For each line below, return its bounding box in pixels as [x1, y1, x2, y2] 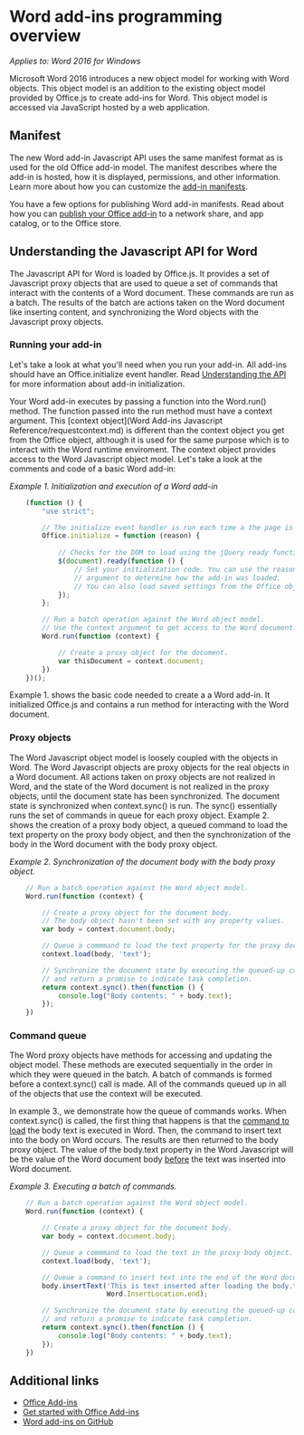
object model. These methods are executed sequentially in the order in [9, 1060, 273, 1070]
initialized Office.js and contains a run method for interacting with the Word [9, 699, 290, 710]
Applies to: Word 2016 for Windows [9, 55, 141, 66]
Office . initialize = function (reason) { [42, 531, 201, 540]
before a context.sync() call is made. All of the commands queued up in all [9, 1079, 287, 1089]
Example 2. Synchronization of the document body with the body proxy [9, 856, 276, 867]
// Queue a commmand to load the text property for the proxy [42, 941, 281, 951]
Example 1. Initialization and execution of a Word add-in [9, 480, 219, 491]
